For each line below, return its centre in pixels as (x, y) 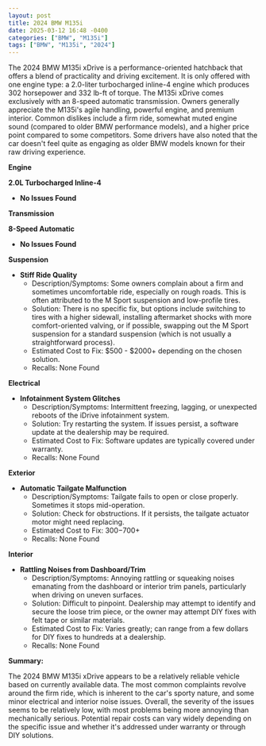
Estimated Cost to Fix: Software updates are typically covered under (143, 440)
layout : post (30, 15)
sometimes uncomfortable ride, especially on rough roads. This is (139, 292)
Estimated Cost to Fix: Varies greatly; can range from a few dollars (140, 629)
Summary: (26, 661)
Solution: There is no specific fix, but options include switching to (139, 309)
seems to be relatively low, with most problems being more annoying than (129, 710)
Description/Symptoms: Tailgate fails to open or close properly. (135, 497)
